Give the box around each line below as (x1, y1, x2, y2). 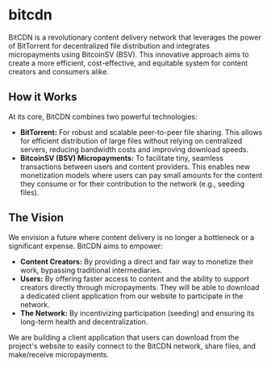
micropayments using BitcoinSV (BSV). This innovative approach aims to (8, 49, 249, 59)
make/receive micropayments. (8, 349, 110, 359)
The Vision (8, 211, 65, 225)
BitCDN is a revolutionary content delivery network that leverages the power (8, 32, 262, 42)
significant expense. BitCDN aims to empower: (8, 241, 163, 251)
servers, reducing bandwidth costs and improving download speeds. (19, 144, 248, 154)
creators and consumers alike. (8, 66, 109, 76)
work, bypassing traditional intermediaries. (19, 265, 163, 275)
